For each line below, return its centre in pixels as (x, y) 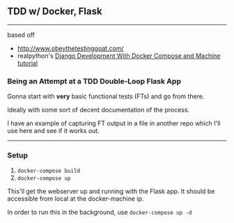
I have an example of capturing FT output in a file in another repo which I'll (114, 123)
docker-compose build (48, 171)
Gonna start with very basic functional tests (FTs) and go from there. (106, 96)
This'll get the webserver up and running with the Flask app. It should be (111, 192)
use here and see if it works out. (53, 131)
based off (21, 35)
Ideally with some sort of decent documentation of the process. (99, 110)
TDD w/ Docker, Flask (55, 11)
